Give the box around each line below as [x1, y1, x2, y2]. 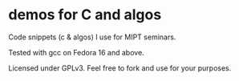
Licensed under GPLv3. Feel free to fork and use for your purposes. [8, 63, 232, 73]
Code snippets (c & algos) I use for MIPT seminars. [8, 32, 176, 42]
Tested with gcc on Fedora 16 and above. [8, 47, 144, 57]
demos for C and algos [8, 6, 162, 24]
